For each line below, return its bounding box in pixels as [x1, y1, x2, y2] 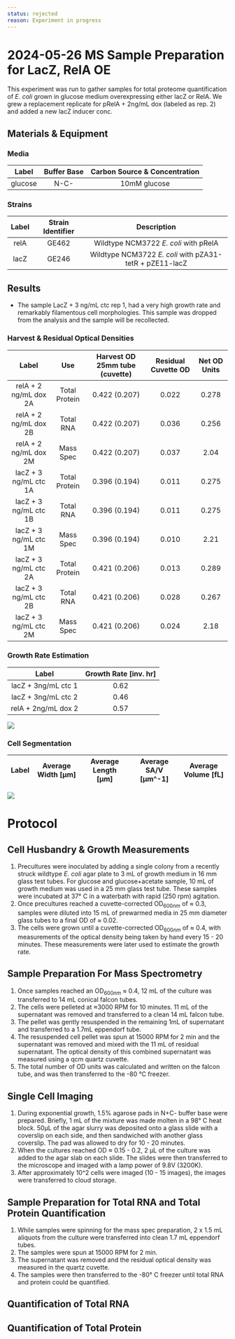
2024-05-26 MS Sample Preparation [7, 47, 225, 63]
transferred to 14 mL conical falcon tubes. [17, 995, 138, 1004]
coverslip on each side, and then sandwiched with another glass [17, 1131, 203, 1140]
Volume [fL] [183, 770, 224, 780]
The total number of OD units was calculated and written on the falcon [17, 1063, 220, 1071]
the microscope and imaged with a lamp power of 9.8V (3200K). [17, 1161, 203, 1169]
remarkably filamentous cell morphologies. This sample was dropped [17, 308, 217, 317]
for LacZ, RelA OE [7, 62, 111, 78]
